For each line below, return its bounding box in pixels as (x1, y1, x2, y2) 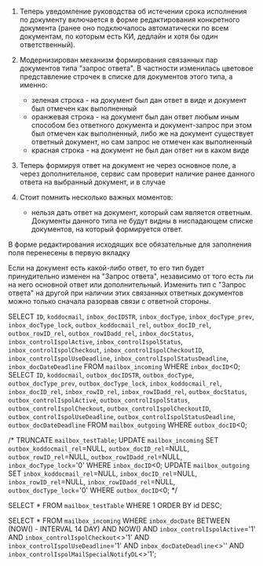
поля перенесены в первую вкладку (8, 248, 131, 257)
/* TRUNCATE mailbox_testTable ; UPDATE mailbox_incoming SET (8, 436, 219, 444)
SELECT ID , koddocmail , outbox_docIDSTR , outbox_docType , (8, 371, 195, 379)
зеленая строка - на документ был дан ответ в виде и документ (31, 96, 247, 104)
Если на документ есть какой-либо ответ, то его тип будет (8, 263, 205, 272)
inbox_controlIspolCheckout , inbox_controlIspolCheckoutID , (8, 345, 204, 354)
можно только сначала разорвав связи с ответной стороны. (8, 297, 211, 305)
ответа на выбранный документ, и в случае (19, 177, 166, 187)
